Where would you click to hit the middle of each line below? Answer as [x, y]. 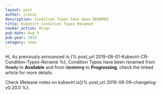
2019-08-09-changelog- [132, 82]
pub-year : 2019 [21, 38]
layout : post [19, 10]
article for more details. [29, 72]
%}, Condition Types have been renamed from [107, 62]
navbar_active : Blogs [28, 28]
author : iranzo [21, 14]
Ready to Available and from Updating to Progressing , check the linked [79, 67]
